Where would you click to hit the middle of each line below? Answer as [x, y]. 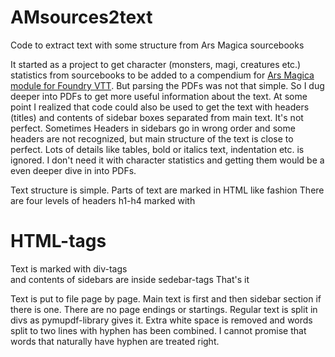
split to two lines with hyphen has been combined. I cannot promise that [158, 330]
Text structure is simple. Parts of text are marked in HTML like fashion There [167, 190]
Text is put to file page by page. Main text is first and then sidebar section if [166, 298]
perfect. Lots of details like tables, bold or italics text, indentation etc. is [157, 149]
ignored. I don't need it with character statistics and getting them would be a [167, 160]
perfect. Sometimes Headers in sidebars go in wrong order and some [153, 128]
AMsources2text [81, 17]
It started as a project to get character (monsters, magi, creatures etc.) [156, 64]
